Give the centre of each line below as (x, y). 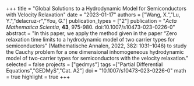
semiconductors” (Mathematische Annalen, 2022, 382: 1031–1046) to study (96, 46)
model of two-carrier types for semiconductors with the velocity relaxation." (97, 58)
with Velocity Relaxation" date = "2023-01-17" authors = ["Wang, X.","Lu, (93, 15)
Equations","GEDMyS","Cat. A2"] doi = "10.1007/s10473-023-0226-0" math (96, 70)
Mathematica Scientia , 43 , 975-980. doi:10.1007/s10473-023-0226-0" (91, 27)
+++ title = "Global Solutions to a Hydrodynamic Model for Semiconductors (96, 8)
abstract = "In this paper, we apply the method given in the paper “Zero (92, 33)
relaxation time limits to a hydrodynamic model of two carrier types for (90, 39)
